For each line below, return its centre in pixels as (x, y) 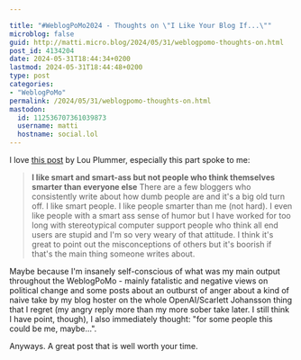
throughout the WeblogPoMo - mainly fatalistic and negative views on (139, 281)
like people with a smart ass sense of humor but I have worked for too (161, 216)
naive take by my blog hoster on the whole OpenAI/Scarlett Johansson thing (151, 300)
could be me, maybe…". (53, 328)
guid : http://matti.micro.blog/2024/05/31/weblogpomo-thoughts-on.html (146, 42)
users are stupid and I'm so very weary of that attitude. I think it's (152, 234)
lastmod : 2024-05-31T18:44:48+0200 (76, 67)
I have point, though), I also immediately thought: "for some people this (141, 319)
